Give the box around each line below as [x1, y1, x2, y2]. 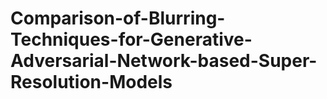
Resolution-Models [10, 71, 173, 94]
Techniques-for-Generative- [10, 28, 253, 51]
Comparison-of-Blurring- [10, 7, 226, 30]
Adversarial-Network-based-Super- [10, 50, 318, 72]
